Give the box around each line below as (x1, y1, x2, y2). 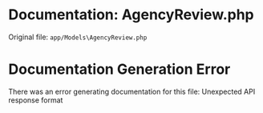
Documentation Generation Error (8, 60, 231, 79)
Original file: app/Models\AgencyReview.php (8, 32, 148, 42)
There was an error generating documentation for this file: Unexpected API (8, 87, 256, 96)
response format (8, 95, 63, 105)
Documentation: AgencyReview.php (8, 6, 254, 24)
